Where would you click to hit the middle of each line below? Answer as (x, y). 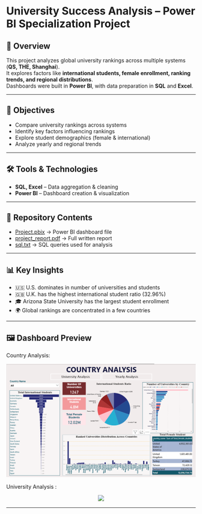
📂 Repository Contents (50, 218)
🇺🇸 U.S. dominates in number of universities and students (87, 288)
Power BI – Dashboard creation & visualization (72, 193)
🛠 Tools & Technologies (52, 169)
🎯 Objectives (31, 110)
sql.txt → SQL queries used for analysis (64, 245)
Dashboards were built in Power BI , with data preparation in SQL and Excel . (100, 86)
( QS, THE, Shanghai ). (33, 67)
